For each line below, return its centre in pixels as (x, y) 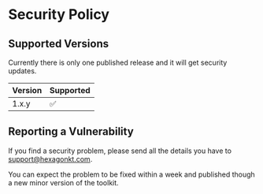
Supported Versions (58, 44)
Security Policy (59, 15)
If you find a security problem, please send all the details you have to (120, 151)
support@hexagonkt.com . (50, 159)
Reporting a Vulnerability (71, 132)
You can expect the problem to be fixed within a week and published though (132, 174)
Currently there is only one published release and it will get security (118, 62)
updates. (22, 71)
